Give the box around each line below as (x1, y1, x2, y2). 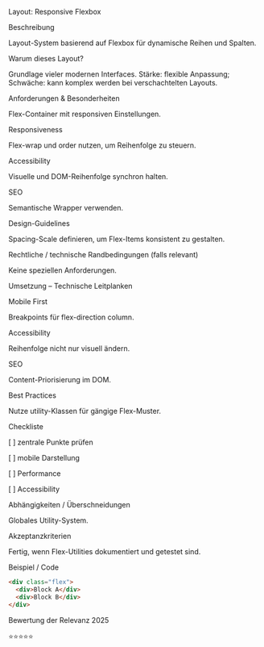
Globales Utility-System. (8, 516, 89, 525)
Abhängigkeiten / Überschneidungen (8, 500, 130, 509)
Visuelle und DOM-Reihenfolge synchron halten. (8, 172, 169, 181)
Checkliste (8, 422, 44, 431)
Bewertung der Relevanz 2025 (8, 615, 109, 624)
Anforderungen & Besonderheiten (8, 94, 120, 103)
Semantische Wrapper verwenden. (8, 203, 124, 212)
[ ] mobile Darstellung (8, 453, 80, 462)
